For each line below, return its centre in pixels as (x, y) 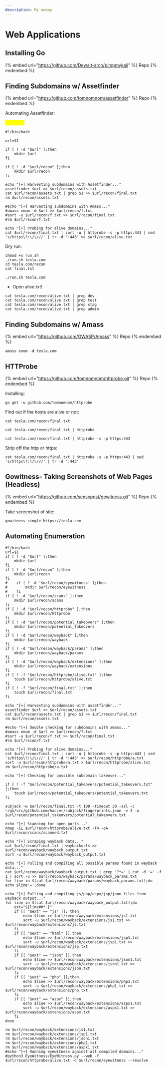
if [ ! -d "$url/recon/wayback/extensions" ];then (59, 661)
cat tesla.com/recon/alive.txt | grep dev (50, 296)
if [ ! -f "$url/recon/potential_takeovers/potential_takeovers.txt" (79, 784)
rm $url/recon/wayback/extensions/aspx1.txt (52, 1047)
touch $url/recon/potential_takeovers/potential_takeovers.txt (81, 793)
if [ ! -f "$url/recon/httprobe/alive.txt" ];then (59, 675)
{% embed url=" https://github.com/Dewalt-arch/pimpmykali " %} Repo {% (81, 65)
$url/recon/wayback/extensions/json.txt (48, 968)
